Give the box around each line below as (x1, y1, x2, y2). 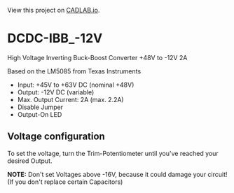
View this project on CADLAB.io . (7, 6, 100, 14)
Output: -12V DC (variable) (17, 87, 95, 96)
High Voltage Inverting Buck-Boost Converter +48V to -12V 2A (7, 53, 188, 62)
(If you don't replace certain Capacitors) (7, 178, 123, 186)
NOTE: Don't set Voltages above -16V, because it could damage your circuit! (7, 170, 228, 178)
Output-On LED (17, 110, 62, 118)
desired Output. (7, 157, 53, 165)
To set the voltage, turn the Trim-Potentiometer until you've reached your (7, 149, 219, 157)
